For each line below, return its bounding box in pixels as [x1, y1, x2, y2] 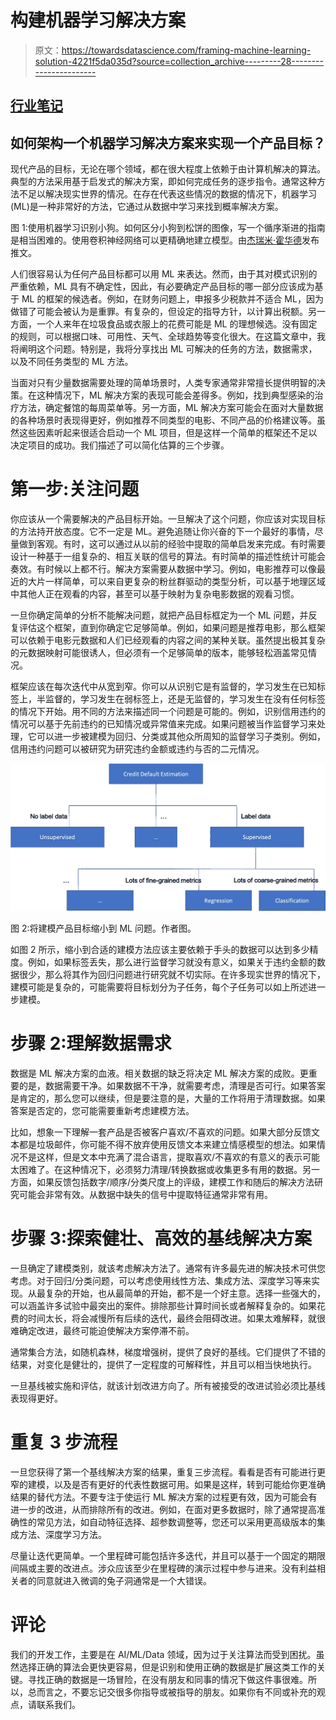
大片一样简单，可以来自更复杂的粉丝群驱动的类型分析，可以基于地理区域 [27, 576, 326, 588]
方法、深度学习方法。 [18, 1528, 107, 1540]
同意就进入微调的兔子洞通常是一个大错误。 [36, 1574, 212, 1586]
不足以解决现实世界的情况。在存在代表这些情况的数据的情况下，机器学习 [18, 188, 317, 200]
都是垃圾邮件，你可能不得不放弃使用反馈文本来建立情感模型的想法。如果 [18, 1138, 317, 1150]
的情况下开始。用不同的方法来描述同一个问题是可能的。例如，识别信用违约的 [10, 706, 326, 718]
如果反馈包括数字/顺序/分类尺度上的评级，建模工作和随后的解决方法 [36, 1176, 315, 1188]
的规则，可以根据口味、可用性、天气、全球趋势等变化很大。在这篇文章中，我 [10, 331, 326, 343]
